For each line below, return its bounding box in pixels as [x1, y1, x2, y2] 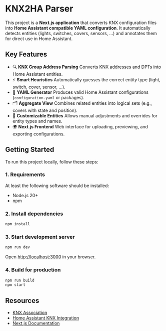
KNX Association [12, 309, 47, 316]
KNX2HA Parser [5, 3, 73, 15]
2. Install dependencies [5, 210, 63, 217]
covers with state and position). [12, 107, 77, 113]
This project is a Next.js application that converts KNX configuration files [5, 20, 156, 26]
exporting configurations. [12, 131, 65, 137]
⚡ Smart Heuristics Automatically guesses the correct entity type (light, [12, 76, 161, 83]
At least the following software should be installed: [5, 183, 109, 189]
